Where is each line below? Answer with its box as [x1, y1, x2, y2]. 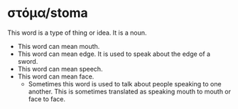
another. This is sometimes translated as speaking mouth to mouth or [28, 87, 232, 96]
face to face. [28, 94, 66, 103]
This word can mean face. [17, 72, 94, 81]
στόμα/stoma [7, 5, 89, 21]
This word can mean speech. [17, 64, 103, 73]
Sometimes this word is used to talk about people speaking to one [28, 79, 222, 88]
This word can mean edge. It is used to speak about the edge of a [17, 50, 211, 58]
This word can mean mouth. [17, 42, 100, 50]
